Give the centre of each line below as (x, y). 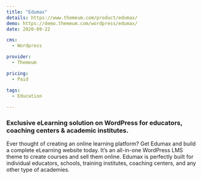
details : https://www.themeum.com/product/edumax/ (72, 18)
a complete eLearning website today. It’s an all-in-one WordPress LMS (95, 150)
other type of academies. (38, 170)
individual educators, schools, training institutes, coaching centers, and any (101, 163)
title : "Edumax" (27, 12)
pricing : (17, 73)
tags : (13, 90)
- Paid (20, 79)
